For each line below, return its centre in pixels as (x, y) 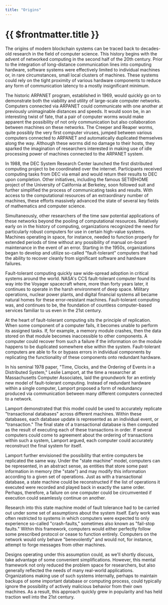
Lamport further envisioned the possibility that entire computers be (74, 455)
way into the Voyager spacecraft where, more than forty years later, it (77, 283)
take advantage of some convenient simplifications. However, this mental (80, 559)
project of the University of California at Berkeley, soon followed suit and (80, 184)
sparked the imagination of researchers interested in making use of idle (79, 148)
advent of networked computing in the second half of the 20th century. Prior (84, 59)
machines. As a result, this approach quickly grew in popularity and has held (84, 591)
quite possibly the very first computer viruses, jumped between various (79, 132)
